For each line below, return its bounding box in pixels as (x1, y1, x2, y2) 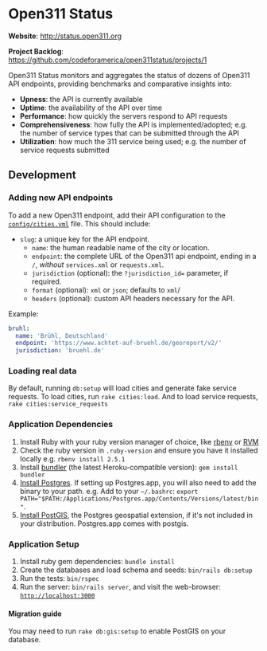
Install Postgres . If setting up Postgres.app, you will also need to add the (19, 477, 257, 487)
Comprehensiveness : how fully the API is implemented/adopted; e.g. (19, 120, 248, 129)
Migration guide (8, 609, 62, 618)
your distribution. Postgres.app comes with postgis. (19, 519, 189, 528)
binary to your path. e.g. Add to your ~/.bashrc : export (19, 486, 199, 496)
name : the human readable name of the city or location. (31, 242, 210, 252)
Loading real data (8, 366, 77, 377)
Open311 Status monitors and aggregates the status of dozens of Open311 (8, 70, 250, 80)
